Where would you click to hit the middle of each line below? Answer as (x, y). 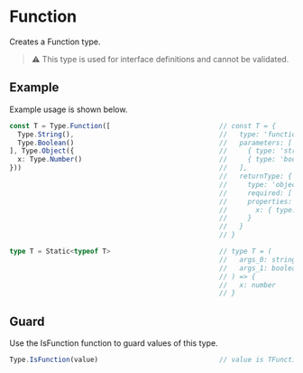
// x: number (248, 285)
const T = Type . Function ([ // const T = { (143, 126)
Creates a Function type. (55, 42)
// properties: (256, 201)
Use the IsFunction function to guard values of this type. (114, 343)
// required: (252, 193)
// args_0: (244, 259)
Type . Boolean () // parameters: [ (155, 143)
